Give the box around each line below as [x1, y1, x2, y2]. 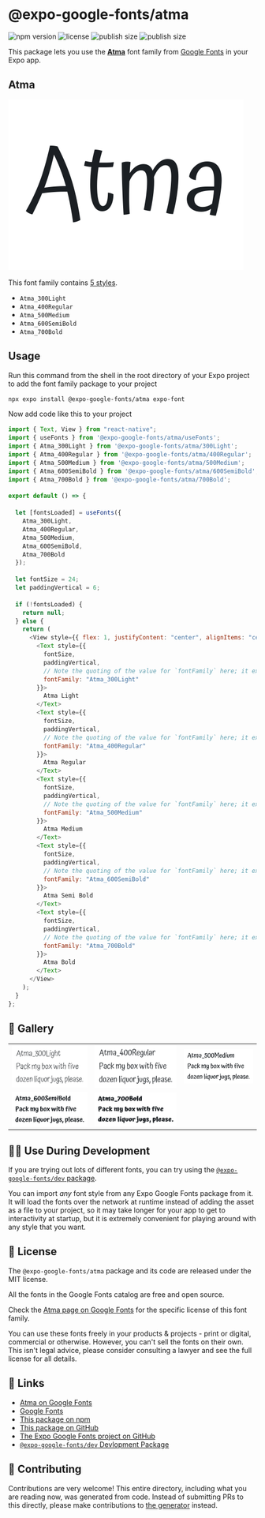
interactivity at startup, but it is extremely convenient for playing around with [8, 1214, 256, 1224]
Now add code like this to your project [8, 409, 132, 419]
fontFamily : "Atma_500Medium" [43, 808, 144, 816]
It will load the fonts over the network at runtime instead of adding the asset [8, 1198, 255, 1207]
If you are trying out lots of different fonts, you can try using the [8, 1165, 215, 1175]
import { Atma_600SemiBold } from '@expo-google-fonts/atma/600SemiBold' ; [8, 467, 259, 475]
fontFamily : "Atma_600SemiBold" [43, 875, 150, 883]
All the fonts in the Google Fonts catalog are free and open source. [8, 1289, 225, 1299]
